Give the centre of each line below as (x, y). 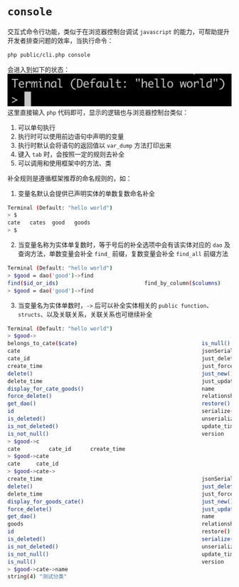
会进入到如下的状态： (38, 69)
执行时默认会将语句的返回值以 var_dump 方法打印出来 (95, 145)
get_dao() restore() (119, 404)
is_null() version (116, 562)
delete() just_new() (121, 374)
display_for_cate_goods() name (111, 389)
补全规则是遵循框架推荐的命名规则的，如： (70, 178)
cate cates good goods (49, 223)
